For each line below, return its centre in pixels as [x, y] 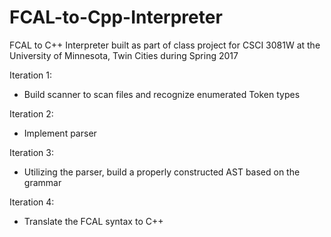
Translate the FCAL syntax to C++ [93, 221]
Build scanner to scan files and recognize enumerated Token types [162, 94]
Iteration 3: [31, 152]
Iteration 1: [31, 75]
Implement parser [60, 133]
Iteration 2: [31, 113]
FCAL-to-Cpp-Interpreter [116, 17]
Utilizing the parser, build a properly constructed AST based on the [162, 172]
